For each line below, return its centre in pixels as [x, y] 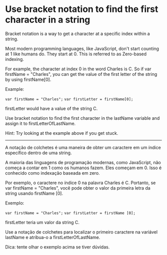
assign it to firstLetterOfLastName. [41, 123]
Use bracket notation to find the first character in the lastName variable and [83, 118]
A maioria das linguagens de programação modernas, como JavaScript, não [83, 162]
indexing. [15, 59]
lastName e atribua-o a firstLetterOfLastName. [53, 237]
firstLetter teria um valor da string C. [42, 222]
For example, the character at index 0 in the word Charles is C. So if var [78, 69]
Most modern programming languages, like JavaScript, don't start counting [82, 48]
